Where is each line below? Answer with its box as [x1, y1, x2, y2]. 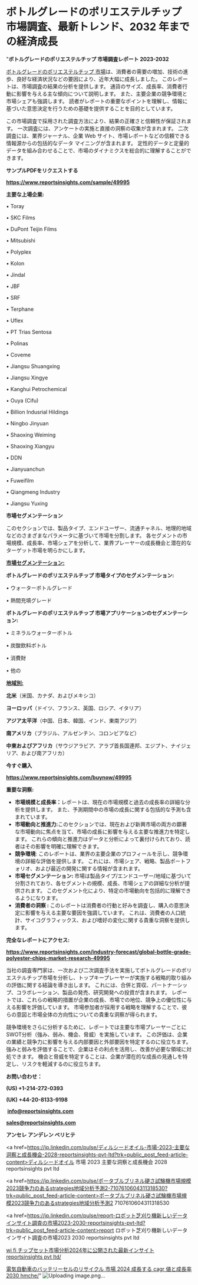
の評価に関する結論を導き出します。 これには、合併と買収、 [6, 981, 152, 988]
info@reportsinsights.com [7, 1107, 74, 1114]
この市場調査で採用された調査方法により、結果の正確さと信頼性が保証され [6, 117, 187, 124]
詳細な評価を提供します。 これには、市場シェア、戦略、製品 [25, 857, 170, 864]
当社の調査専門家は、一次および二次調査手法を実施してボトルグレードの [6, 966, 181, 973]
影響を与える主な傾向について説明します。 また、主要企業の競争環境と [16, 90, 187, 97]
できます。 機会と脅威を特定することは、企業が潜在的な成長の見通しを [11, 1053, 183, 1060]
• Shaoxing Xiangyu [6, 442, 55, 450]
